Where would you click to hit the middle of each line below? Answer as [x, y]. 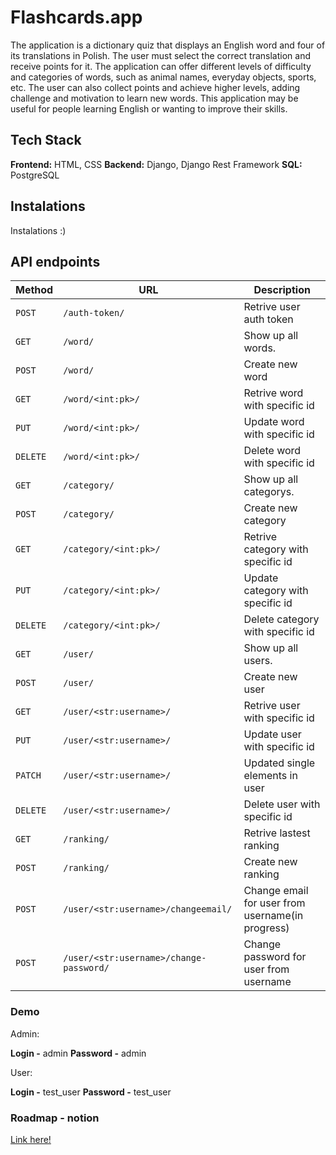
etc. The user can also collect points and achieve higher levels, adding [155, 87]
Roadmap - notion [55, 1118]
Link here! [31, 1139]
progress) [266, 928]
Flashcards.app [76, 17]
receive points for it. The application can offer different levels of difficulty [161, 66]
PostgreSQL [35, 175]
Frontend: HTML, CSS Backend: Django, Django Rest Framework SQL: [156, 164]
